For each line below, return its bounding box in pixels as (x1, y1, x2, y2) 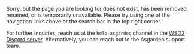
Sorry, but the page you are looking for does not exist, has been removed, (6, 5, 189, 12)
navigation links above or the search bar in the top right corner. (6, 18, 162, 25)
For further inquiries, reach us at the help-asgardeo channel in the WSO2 (6, 29, 185, 37)
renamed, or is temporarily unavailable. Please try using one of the (6, 11, 171, 19)
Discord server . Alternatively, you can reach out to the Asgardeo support (6, 36, 186, 43)
